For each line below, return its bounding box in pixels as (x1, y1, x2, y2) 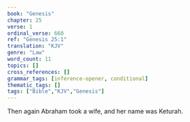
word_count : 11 (7, 56, 52, 63)
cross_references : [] (7, 68, 71, 75)
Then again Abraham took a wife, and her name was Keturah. (7, 107, 184, 116)
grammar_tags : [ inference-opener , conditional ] (7, 75, 149, 82)
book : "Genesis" (7, 10, 54, 17)
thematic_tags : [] (7, 82, 61, 89)
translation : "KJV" (7, 43, 64, 49)
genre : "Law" (7, 49, 45, 56)
